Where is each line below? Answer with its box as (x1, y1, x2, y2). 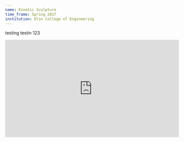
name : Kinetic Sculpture (5, 7, 57, 12)
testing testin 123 (5, 30, 40, 36)
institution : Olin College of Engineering (5, 16, 94, 21)
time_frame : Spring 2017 (5, 12, 57, 17)
